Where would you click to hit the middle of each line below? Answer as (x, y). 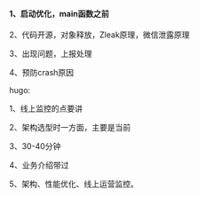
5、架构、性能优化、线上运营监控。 (74, 184)
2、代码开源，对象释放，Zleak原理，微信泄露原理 (99, 35)
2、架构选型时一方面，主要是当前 (70, 128)
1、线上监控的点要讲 (46, 109)
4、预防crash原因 (41, 73)
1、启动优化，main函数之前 (59, 13)
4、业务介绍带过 (39, 165)
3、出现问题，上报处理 (51, 54)
